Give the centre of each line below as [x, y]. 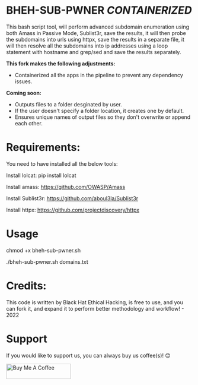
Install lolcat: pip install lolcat [41, 175]
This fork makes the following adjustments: [61, 64]
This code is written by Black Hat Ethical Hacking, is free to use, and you [95, 302]
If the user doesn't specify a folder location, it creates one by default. [99, 111]
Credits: [26, 286]
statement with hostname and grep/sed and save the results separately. [94, 52]
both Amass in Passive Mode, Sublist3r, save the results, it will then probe [96, 33]
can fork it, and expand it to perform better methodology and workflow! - [95, 308]
